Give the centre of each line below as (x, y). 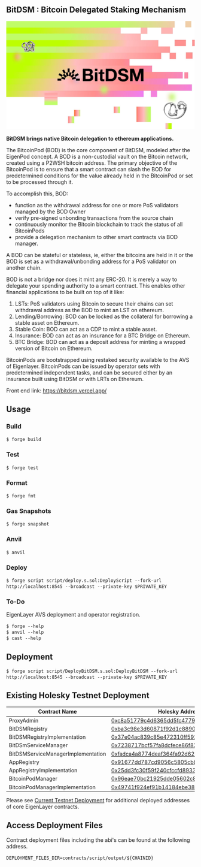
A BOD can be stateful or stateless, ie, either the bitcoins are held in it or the (100, 255)
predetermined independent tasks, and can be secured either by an (89, 372)
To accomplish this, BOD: (37, 194)
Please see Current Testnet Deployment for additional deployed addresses (98, 800)
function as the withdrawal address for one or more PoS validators (97, 205)
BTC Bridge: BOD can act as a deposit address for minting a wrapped (100, 342)
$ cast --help (24, 638)
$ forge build (24, 440)
